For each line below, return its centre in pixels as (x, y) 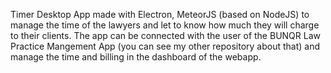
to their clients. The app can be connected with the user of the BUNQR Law (165, 35)
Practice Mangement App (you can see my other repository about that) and (165, 46)
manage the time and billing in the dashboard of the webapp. (136, 57)
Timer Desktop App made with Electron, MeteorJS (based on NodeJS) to (160, 14)
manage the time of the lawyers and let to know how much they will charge (165, 25)
